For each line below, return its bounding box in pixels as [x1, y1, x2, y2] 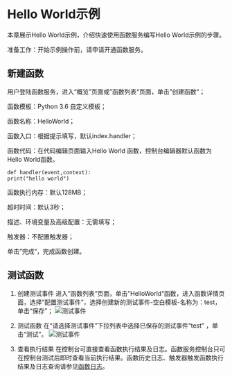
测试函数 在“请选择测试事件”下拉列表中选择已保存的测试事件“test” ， [17, 321, 213, 330]
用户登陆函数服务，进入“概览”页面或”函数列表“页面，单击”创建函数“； [7, 87, 206, 96]
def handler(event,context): [7, 169, 91, 176]
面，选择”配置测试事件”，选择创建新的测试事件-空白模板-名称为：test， [17, 298, 222, 306]
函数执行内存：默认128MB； [7, 188, 88, 196]
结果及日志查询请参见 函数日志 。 [17, 362, 109, 370]
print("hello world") [7, 175, 70, 182]
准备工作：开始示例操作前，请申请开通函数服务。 [7, 45, 147, 53]
